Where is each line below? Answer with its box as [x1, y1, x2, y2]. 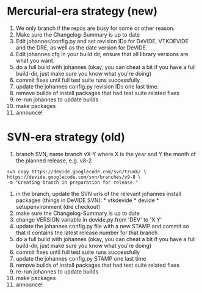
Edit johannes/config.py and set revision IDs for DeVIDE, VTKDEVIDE [15, 37, 189, 45]
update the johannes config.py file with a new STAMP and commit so [15, 222, 189, 230]
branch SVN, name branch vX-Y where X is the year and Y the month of [15, 150, 197, 157]
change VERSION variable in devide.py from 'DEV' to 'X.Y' [15, 215, 162, 223]
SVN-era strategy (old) [7, 130, 126, 144]
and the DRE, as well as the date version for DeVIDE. [15, 44, 148, 51]
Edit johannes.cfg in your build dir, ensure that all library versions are [15, 50, 189, 57]
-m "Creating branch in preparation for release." [7, 179, 139, 186]
